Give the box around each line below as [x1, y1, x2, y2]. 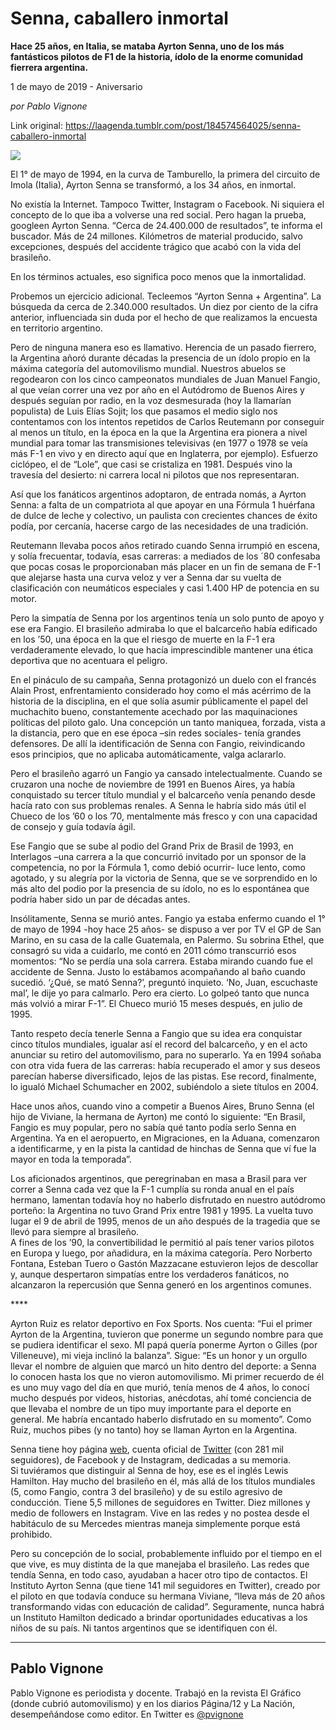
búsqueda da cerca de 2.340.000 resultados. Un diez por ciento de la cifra [10, 300, 319, 312]
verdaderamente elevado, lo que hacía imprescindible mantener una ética [10, 643, 313, 656]
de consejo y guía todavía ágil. [10, 820, 136, 832]
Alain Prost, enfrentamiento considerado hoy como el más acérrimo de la [10, 684, 312, 696]
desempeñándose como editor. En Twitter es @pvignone [10, 1708, 244, 1720]
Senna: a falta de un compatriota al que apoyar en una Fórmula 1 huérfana [10, 498, 316, 511]
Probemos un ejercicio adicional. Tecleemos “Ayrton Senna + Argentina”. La [10, 290, 322, 302]
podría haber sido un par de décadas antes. [10, 893, 191, 905]
